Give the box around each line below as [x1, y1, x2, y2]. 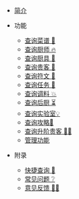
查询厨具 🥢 [24, 54, 56, 62]
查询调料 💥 [24, 89, 57, 98]
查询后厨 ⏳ [24, 98, 56, 106]
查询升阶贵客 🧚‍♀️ [24, 127, 72, 135]
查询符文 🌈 [24, 72, 56, 80]
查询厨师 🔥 [24, 45, 56, 53]
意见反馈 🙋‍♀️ [24, 183, 60, 192]
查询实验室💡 [24, 109, 61, 118]
